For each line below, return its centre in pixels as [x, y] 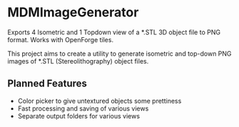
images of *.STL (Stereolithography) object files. [78, 61]
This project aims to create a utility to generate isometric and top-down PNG [119, 54]
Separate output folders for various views [79, 116]
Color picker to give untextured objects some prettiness [100, 101]
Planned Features [47, 84]
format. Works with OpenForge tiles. [61, 39]
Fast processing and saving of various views [83, 108]
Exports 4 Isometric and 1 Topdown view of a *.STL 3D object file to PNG [114, 32]
